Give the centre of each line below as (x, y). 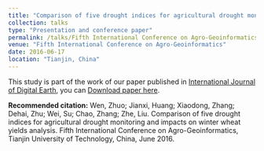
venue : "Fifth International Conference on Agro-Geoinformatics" (117, 45)
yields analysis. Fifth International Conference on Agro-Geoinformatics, (123, 130)
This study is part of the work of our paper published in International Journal (132, 81)
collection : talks (38, 23)
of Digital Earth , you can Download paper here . (84, 90)
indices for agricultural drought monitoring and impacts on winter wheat (125, 122)
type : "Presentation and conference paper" (81, 30)
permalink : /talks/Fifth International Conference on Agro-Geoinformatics (133, 37)
